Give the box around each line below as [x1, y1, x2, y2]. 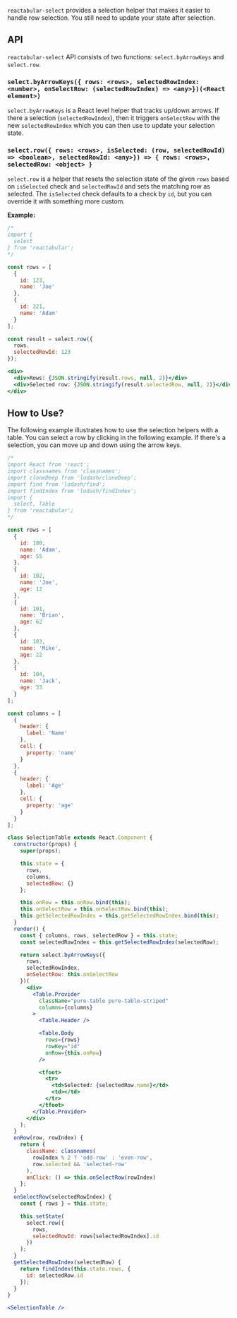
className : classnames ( [25, 1148, 97, 1155]
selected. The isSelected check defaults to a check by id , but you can [7, 190, 212, 198]
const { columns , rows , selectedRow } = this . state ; [20, 932, 178, 939]
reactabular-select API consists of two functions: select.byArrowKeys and [7, 52, 224, 61]
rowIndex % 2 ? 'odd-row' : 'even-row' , [32, 1154, 153, 1161]
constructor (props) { [13, 841, 78, 848]
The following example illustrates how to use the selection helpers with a [7, 426, 219, 434]
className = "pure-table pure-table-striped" [38, 997, 169, 1004]
